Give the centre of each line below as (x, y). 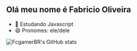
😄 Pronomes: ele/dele (42, 30)
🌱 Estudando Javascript (44, 24)
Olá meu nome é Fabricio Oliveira (68, 10)
